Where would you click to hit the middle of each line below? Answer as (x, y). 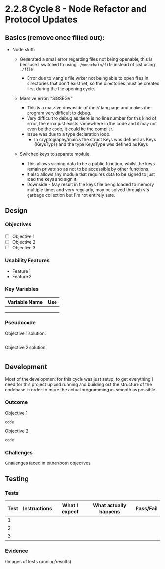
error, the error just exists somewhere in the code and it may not (92, 124)
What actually (110, 505)
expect (70, 512)
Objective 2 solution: (26, 347)
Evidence (16, 551)
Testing (17, 479)
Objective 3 (24, 248)
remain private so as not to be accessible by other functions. (88, 169)
